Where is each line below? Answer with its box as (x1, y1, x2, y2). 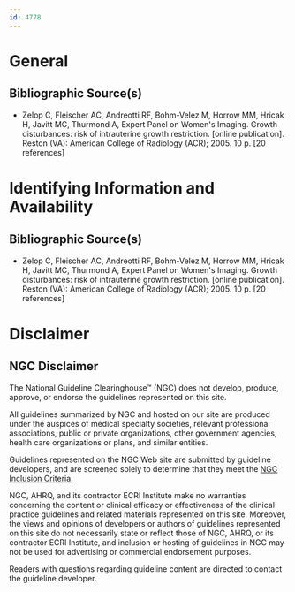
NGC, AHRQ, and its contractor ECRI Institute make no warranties (9, 490, 246, 500)
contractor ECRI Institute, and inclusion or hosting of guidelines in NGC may (9, 536, 284, 548)
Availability (9, 196, 94, 216)
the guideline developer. (9, 573, 97, 583)
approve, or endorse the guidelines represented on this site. (9, 391, 227, 402)
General (9, 50, 69, 71)
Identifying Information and (9, 178, 215, 198)
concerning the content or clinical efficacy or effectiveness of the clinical (9, 499, 276, 510)
